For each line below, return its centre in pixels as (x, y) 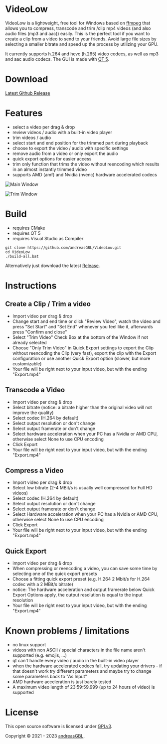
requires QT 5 (26, 233)
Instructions (31, 286)
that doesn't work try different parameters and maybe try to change (82, 671)
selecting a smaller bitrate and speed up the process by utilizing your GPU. (82, 44)
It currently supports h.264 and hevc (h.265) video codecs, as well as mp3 (82, 54)
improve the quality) (33, 413)
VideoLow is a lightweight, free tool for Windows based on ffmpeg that (78, 23)
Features (24, 113)
